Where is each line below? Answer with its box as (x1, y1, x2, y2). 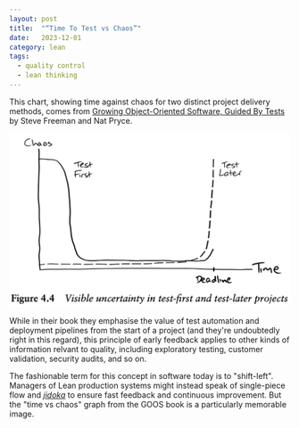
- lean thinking (17, 71, 78, 80)
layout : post (9, 14, 58, 23)
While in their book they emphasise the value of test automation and (9, 316, 260, 326)
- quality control (17, 62, 87, 70)
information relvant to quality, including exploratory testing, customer (9, 344, 263, 355)
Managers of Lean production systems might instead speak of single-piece (9, 380, 286, 391)
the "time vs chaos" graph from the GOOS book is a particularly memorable (9, 399, 287, 410)
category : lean (9, 43, 66, 52)
